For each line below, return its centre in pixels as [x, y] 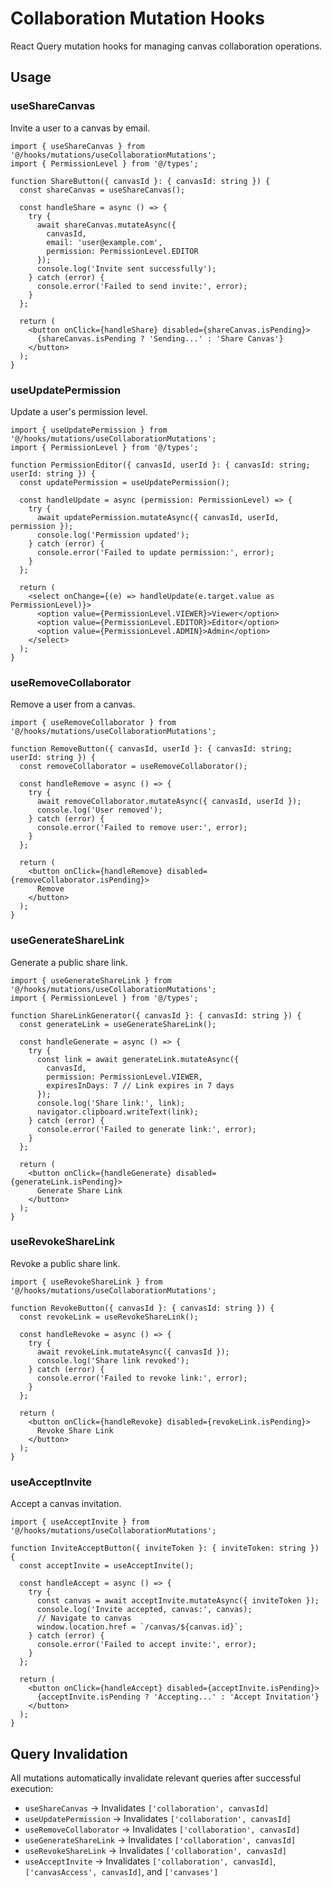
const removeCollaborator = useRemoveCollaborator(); [133, 767]
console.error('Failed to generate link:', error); [146, 1129]
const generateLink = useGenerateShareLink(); [118, 1024]
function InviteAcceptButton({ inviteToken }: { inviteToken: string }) [165, 1548]
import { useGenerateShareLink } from [91, 980]
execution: [32, 1788]
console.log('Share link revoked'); [113, 1360]
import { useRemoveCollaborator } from [93, 723]
